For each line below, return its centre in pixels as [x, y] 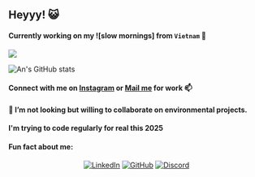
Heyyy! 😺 [34, 15]
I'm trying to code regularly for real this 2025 [86, 128]
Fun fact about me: [41, 146]
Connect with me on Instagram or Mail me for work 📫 [100, 88]
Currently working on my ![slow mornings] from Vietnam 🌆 [108, 35]
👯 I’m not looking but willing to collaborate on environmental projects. [128, 110]
